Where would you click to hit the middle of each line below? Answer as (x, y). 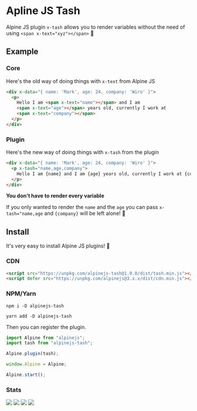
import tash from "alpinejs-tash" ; (50, 343)
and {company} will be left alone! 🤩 (85, 213)
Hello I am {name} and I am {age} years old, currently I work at (99, 174)
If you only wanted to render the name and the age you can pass (82, 207)
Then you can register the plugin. (46, 327)
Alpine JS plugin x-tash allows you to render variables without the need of (96, 27)
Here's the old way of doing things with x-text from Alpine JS (81, 81)
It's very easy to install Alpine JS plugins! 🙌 (58, 246)
